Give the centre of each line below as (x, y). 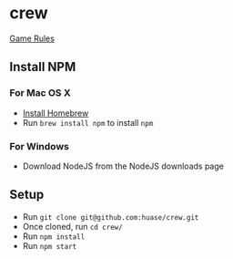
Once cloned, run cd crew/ (72, 226)
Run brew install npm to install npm (88, 122)
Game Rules (32, 38)
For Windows (40, 146)
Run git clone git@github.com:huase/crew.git (111, 216)
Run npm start (50, 245)
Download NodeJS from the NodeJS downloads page (123, 166)
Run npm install (54, 236)
